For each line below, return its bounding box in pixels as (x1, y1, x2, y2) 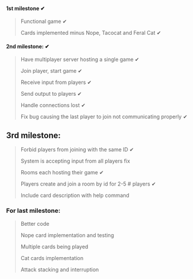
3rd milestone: (6, 130, 61, 140)
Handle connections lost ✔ (20, 102, 86, 109)
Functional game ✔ (20, 18, 67, 25)
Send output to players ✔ (20, 90, 82, 98)
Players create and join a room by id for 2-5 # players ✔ (20, 180, 156, 187)
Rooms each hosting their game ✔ (20, 169, 104, 176)
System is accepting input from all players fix (20, 157, 130, 165)
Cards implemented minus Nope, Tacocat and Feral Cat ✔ (20, 30, 161, 37)
